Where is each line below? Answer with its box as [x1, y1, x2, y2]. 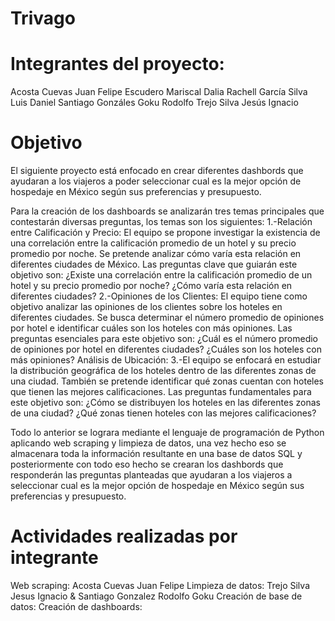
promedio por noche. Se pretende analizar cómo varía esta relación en [10, 248, 302, 260]
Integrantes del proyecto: [10, 53, 225, 76]
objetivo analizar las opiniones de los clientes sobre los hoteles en [10, 301, 283, 313]
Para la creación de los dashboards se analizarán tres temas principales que [10, 205, 325, 217]
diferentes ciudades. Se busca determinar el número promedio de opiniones [10, 312, 325, 324]
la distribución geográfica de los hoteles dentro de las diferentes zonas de [10, 365, 317, 377]
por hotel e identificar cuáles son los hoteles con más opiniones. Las [10, 322, 293, 334]
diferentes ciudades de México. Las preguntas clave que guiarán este [10, 258, 298, 271]
